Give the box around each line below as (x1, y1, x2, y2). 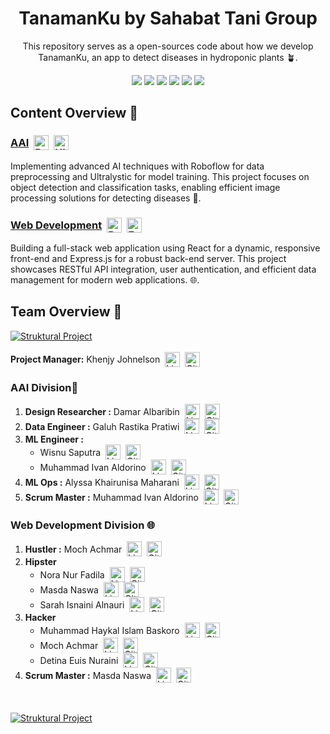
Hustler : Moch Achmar (24, 543, 123, 555)
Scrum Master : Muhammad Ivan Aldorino (24, 491, 199, 503)
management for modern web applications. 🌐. (10, 273, 200, 286)
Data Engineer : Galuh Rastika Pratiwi (24, 420, 180, 432)
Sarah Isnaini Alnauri (39, 598, 125, 611)
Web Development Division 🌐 (10, 518, 156, 532)
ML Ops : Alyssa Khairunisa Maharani (24, 476, 180, 488)
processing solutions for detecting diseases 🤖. (10, 192, 202, 204)
